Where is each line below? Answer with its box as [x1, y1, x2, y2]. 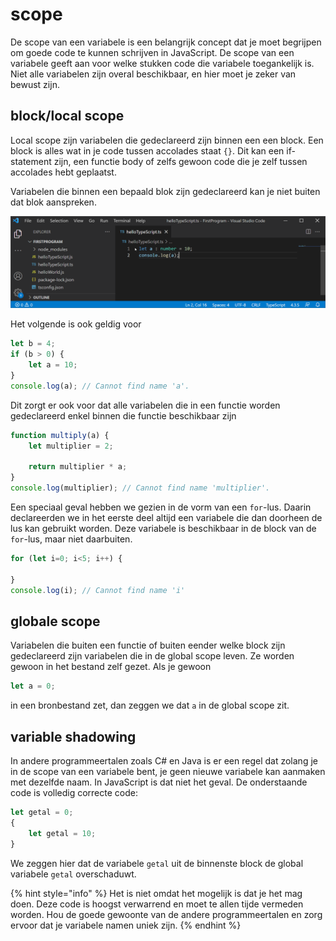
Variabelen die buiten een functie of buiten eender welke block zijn [10, 639, 286, 652]
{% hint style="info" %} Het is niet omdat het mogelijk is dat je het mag [10, 887, 303, 899]
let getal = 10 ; [28, 828, 97, 838]
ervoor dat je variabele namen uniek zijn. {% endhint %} [10, 919, 242, 931]
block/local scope [10, 108, 125, 125]
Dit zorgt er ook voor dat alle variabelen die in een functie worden [10, 399, 281, 411]
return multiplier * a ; [28, 462, 128, 472]
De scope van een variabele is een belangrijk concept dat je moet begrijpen [10, 36, 322, 48]
